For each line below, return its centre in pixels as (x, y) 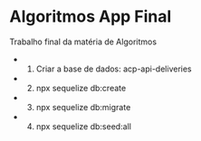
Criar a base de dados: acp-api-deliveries (114, 69)
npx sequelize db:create (81, 88)
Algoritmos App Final (91, 17)
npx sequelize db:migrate (83, 107)
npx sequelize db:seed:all (83, 126)
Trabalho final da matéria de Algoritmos (83, 42)
